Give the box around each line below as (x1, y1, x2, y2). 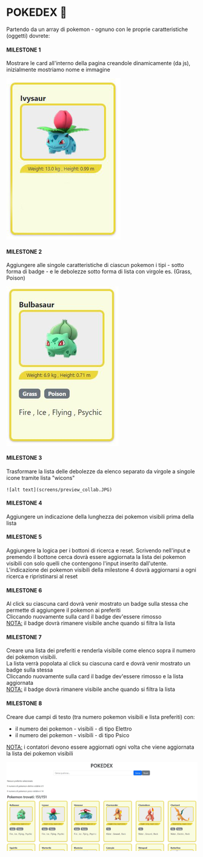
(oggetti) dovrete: (6, 32, 50, 39)
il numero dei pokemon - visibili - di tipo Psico (15, 731, 130, 738)
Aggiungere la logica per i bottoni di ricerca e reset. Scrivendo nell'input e (6, 547, 191, 554)
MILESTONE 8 (6, 699, 42, 707)
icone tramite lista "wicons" (6, 474, 75, 481)
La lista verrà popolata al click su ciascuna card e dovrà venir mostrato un (6, 660, 191, 667)
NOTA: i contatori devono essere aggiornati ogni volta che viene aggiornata (6, 743, 195, 751)
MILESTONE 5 (6, 533, 42, 541)
